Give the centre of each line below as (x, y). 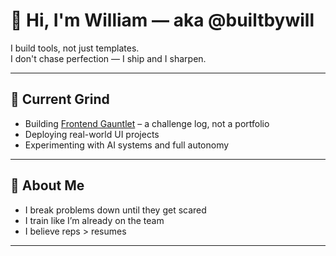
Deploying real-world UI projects (92, 134)
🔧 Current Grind (60, 99)
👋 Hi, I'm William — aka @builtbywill (162, 20)
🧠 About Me (47, 185)
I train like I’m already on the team (94, 220)
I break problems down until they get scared (115, 210)
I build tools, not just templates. (75, 48)
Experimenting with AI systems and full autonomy (127, 145)
